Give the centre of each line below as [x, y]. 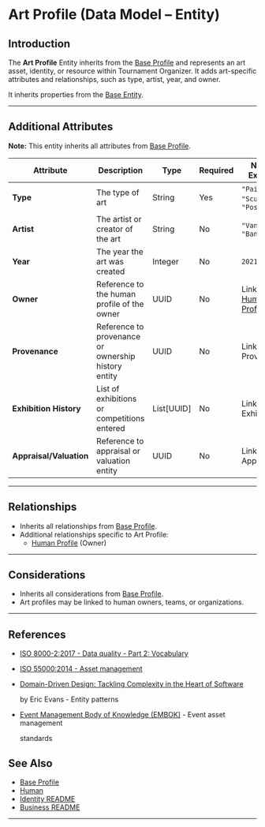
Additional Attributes [61, 127]
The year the [119, 252]
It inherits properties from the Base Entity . [76, 95]
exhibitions [116, 399]
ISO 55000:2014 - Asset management [81, 669]
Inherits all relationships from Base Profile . [88, 526]
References [37, 634]
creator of [114, 229]
